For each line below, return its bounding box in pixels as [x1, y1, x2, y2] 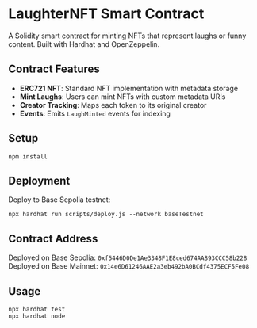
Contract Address [8, 231, 98, 246]
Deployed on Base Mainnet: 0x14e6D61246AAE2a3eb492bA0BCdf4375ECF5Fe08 [8, 261, 250, 271]
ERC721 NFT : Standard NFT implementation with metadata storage [19, 83, 239, 93]
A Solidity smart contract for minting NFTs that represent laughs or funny [8, 31, 247, 40]
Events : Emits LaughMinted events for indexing [19, 109, 171, 118]
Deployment [8, 174, 71, 187]
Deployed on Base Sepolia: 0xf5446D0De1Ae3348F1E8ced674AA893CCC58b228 [8, 253, 247, 262]
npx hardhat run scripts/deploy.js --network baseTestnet [8, 211, 204, 219]
